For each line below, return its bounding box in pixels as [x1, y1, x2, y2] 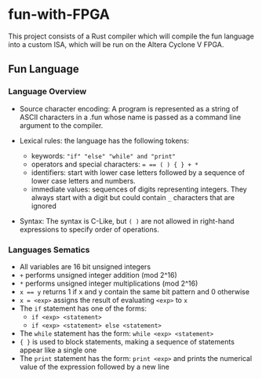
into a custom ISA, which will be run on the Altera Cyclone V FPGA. [8, 39, 224, 49]
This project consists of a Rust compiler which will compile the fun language [8, 31, 255, 41]
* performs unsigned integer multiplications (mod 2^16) [19, 279, 198, 288]
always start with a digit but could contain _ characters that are [31, 192, 235, 202]
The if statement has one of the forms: [19, 304, 147, 313]
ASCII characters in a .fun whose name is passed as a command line [19, 112, 242, 122]
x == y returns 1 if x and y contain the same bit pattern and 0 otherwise [19, 286, 249, 296]
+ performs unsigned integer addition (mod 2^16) [19, 270, 178, 279]
